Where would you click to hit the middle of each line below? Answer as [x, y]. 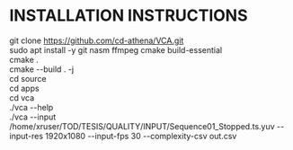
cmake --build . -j [42, 69]
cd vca [22, 97]
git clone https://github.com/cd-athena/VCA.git [97, 40]
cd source [28, 78]
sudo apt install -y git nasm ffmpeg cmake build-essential [116, 49]
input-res [26, 136]
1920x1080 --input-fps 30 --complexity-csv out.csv [141, 136]
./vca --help [31, 107]
